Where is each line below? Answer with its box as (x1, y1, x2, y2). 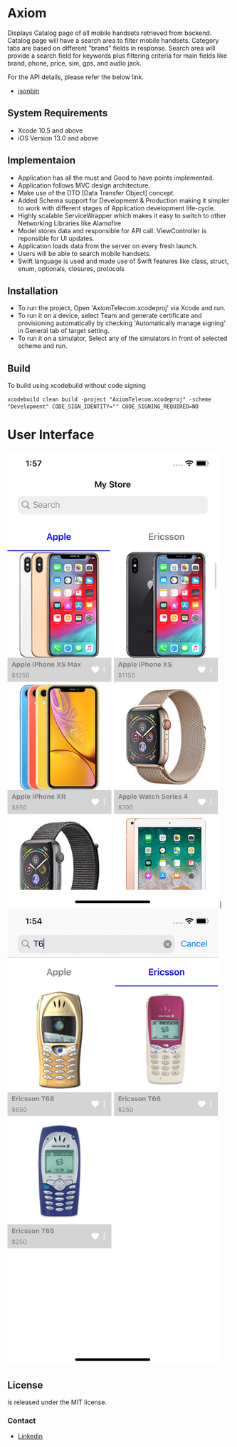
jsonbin (17, 86, 40, 95)
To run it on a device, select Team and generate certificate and (17, 312, 202, 320)
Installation (7, 285, 58, 297)
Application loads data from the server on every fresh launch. (17, 241, 198, 250)
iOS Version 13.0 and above (17, 133, 99, 142)
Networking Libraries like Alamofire (17, 219, 122, 227)
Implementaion (7, 155, 76, 167)
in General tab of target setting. (17, 327, 110, 335)
